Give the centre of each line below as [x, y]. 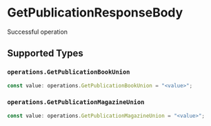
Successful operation [37, 32]
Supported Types [46, 53]
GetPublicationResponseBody [95, 13]
